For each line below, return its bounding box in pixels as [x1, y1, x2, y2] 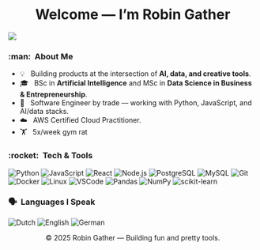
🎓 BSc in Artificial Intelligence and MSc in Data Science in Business [19, 78, 253, 88]
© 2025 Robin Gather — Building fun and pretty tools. [45, 233, 220, 242]
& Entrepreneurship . [19, 89, 88, 100]
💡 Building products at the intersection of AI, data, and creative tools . [19, 69, 251, 78]
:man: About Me [8, 51, 73, 62]
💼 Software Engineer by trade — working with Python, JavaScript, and [19, 98, 253, 108]
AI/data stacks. [19, 107, 70, 116]
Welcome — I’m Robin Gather [35, 6, 231, 24]
